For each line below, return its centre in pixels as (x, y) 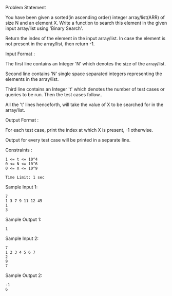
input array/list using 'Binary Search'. (44, 28)
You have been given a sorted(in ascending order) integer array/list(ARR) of (85, 17)
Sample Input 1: (22, 187)
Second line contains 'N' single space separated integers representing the (84, 74)
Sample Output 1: (23, 219)
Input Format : (20, 54)
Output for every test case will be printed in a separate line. (68, 140)
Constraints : (19, 150)
